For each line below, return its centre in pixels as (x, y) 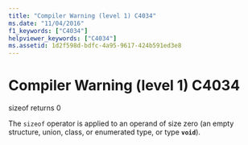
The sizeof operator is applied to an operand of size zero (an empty (121, 124)
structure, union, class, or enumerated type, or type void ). (105, 132)
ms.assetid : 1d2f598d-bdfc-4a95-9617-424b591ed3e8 (95, 46)
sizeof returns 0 (35, 108)
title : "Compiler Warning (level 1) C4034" (83, 16)
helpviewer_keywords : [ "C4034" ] (62, 38)
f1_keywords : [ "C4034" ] (48, 31)
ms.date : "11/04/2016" (46, 23)
